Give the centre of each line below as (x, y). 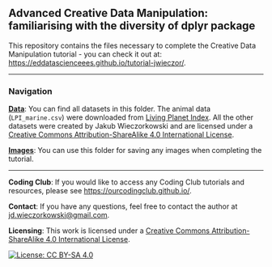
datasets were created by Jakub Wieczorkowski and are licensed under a (131, 126)
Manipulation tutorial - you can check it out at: (85, 54)
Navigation (30, 91)
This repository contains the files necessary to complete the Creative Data (132, 45)
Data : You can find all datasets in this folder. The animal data (110, 109)
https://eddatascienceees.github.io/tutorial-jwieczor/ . (97, 62)
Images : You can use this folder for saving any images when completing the (135, 150)
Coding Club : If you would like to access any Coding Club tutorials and (127, 182)
